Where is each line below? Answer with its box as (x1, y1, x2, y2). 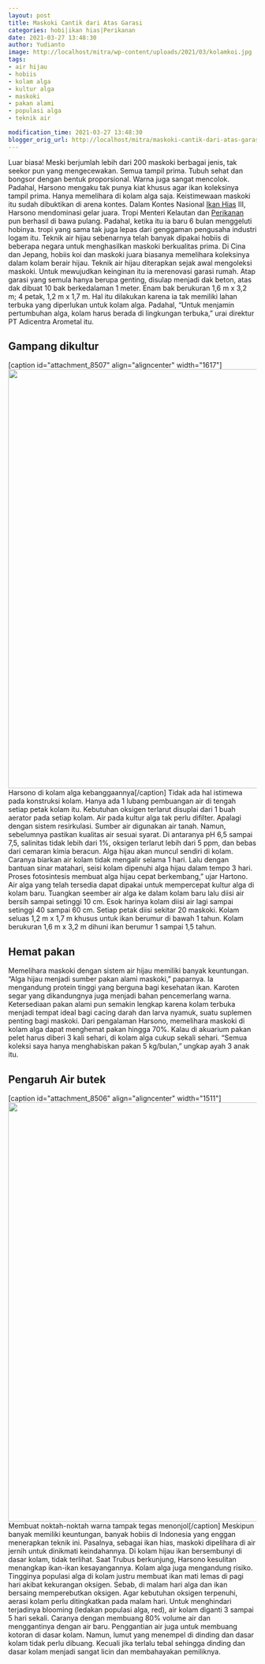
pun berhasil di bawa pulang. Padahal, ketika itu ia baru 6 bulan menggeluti (8, 216, 252, 226)
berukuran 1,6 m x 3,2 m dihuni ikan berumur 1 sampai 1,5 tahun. (8, 922, 217, 932)
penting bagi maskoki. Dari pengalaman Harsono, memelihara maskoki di (8, 1016, 245, 1026)
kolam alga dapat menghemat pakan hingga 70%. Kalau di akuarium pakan (8, 1025, 252, 1034)
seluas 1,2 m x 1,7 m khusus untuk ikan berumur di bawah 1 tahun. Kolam (8, 914, 244, 923)
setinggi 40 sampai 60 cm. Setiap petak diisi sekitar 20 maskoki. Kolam (8, 905, 240, 915)
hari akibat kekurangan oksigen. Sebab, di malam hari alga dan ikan (8, 1580, 228, 1590)
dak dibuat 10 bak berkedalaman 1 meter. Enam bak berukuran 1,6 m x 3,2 (8, 283, 247, 293)
